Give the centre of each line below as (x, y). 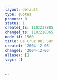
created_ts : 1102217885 (29, 28)
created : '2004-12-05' (28, 46)
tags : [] (14, 60)
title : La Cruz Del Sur (29, 41)
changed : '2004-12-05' (28, 50)
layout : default (21, 10)
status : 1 (15, 23)
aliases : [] (17, 55)
